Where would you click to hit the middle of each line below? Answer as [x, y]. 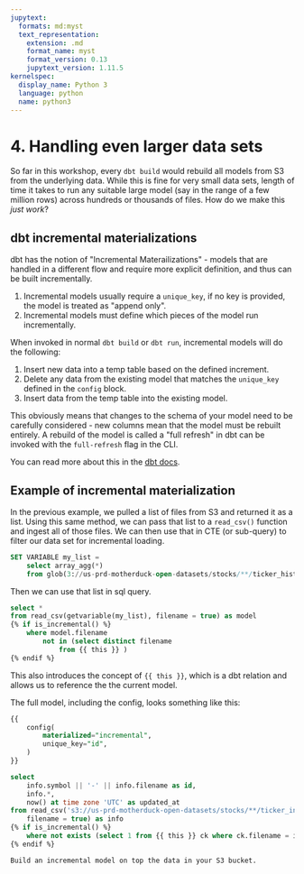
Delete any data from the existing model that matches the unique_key [151, 379]
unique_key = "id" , [75, 744]
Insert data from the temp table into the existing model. [125, 399]
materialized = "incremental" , [97, 736]
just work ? [29, 209]
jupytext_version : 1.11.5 [75, 69]
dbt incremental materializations [104, 238]
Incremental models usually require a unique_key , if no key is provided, [154, 296]
